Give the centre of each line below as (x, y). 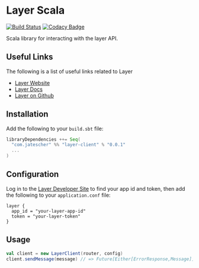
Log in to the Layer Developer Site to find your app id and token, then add (96, 188)
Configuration (33, 174)
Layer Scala (36, 10)
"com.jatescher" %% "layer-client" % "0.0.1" (69, 145)
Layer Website (32, 83)
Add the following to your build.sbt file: (55, 128)
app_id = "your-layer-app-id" (49, 211)
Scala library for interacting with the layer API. (62, 38)
